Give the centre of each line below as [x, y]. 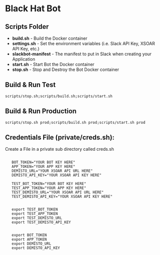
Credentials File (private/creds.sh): [60, 138]
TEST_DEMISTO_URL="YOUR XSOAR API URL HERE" [58, 192]
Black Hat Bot [33, 9]
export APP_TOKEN [29, 240]
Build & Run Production [41, 111]
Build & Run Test [30, 85]
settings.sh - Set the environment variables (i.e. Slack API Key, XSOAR [83, 44]
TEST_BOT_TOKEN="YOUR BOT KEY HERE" [49, 184]
